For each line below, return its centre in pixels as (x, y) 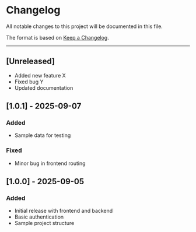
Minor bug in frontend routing (50, 163)
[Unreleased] (31, 61)
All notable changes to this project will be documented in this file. (85, 26)
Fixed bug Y (29, 82)
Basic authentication (39, 217)
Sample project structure (44, 223)
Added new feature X (40, 75)
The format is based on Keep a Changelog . (57, 37)
